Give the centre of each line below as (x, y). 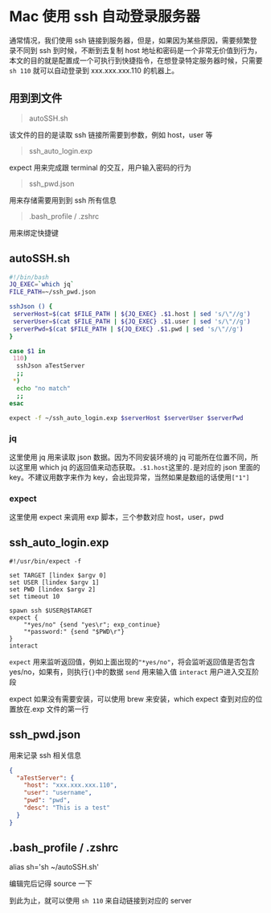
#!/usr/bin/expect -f (45, 561)
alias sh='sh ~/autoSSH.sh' (54, 867)
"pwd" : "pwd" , (47, 800)
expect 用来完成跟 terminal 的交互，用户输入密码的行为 (100, 167)
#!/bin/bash (29, 277)
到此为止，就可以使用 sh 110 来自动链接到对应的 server (101, 901)
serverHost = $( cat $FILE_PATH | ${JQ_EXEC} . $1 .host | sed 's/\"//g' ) (131, 315)
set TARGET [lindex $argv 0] (58, 575)
